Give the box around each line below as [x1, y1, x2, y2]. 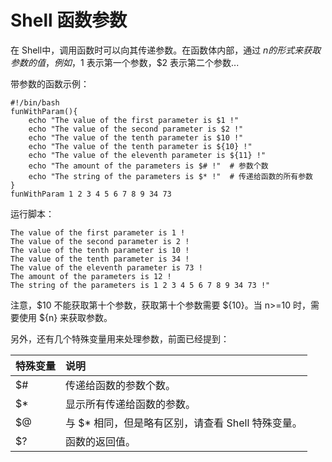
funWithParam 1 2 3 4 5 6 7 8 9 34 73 [10, 189, 172, 199]
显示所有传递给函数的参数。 [65, 397, 197, 411]
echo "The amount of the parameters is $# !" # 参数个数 [28, 161, 269, 171]
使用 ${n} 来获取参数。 [18, 311, 113, 323]
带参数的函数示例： [10, 77, 90, 90]
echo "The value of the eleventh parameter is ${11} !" [28, 150, 267, 160]
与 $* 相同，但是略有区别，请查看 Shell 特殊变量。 [65, 416, 303, 430]
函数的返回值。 [65, 434, 137, 448]
